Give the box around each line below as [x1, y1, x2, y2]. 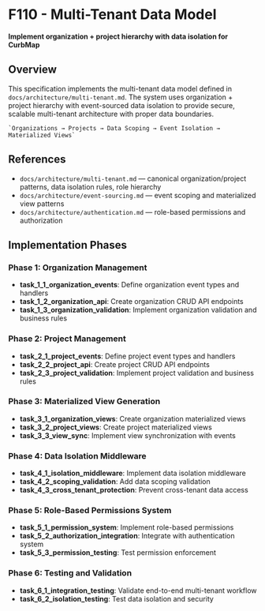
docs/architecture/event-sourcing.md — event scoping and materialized [19, 190, 256, 200]
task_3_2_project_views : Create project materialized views [19, 422, 213, 432]
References [8, 152, 66, 167]
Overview [8, 63, 58, 77]
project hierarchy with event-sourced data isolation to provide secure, [8, 100, 235, 110]
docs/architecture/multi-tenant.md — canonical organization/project [19, 174, 247, 183]
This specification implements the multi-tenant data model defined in [8, 84, 233, 93]
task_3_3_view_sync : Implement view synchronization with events [19, 430, 237, 440]
